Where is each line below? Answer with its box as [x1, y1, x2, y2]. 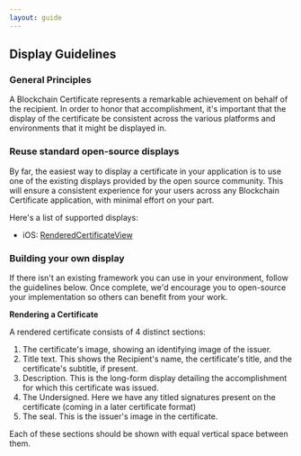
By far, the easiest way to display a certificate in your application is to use [9, 166, 281, 177]
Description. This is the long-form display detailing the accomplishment [22, 372, 288, 383]
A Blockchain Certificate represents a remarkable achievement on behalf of [9, 94, 288, 105]
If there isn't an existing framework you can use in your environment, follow [9, 272, 289, 283]
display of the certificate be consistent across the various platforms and [9, 114, 276, 124]
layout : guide [9, 13, 63, 23]
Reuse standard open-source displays [9, 145, 180, 158]
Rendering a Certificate [9, 308, 99, 320]
